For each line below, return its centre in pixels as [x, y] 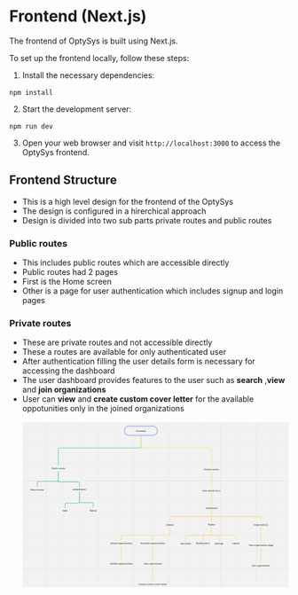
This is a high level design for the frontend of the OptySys [127, 201]
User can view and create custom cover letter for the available [138, 399]
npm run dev [31, 126]
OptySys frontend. [56, 152]
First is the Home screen [67, 282]
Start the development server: [77, 109]
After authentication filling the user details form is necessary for [138, 362]
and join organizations [64, 390]
